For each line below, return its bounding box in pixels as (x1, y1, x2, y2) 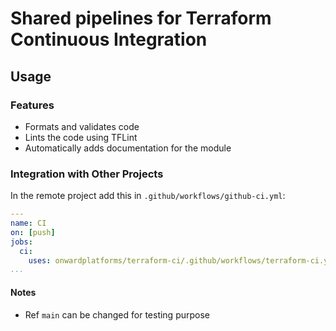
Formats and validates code (24, 120, 140, 132)
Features (10, 98, 55, 112)
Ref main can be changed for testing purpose (24, 308, 211, 321)
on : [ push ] (10, 227, 56, 237)
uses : (28, 255, 52, 266)
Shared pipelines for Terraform (10, 7, 272, 30)
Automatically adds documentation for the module (24, 142, 232, 154)
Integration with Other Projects (10, 167, 164, 181)
